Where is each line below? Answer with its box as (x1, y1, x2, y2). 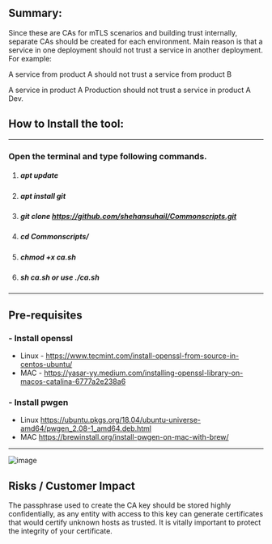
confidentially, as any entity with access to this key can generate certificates (8, 509, 264, 519)
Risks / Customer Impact (8, 479, 135, 492)
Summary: (8, 6, 62, 20)
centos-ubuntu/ (19, 360, 73, 369)
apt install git (19, 191, 66, 200)
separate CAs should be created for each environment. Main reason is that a (8, 36, 263, 46)
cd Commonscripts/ (19, 232, 89, 242)
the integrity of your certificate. (8, 526, 113, 536)
